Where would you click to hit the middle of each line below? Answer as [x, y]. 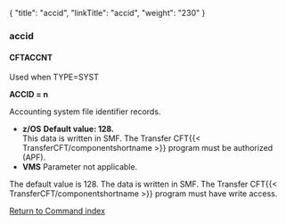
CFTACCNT [31, 57]
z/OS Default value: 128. [68, 129]
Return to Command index [57, 211]
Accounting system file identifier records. [85, 112]
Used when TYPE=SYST [54, 77]
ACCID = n [29, 95]
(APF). [34, 158]
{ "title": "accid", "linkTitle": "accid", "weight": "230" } [107, 13]
